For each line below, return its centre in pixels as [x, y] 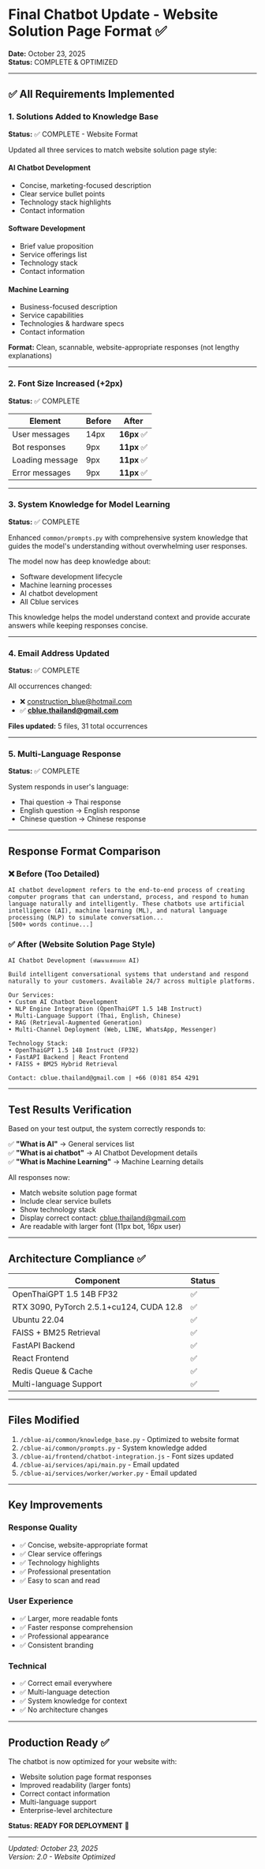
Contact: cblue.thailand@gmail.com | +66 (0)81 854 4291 [104, 1078]
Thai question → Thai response [70, 802]
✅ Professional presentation [65, 1571]
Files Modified [44, 1420]
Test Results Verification [70, 1109]
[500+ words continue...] [50, 925]
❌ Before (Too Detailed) [54, 874]
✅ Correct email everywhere [66, 1684]
